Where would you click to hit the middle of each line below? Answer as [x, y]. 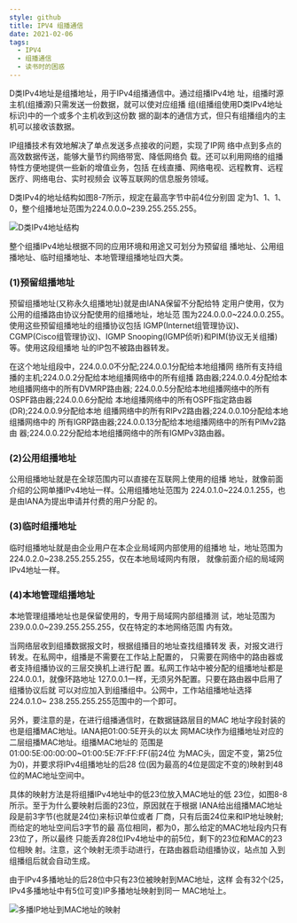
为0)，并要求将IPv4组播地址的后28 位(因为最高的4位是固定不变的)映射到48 [146, 764]
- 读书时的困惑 [41, 67]
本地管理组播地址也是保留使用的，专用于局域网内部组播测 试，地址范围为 [142, 616]
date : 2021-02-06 [41, 34]
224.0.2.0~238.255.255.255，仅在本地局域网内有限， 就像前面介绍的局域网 [147, 559]
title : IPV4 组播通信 [47, 26]
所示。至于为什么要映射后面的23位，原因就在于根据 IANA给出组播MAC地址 [146, 806]
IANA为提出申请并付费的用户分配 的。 [93, 501]
